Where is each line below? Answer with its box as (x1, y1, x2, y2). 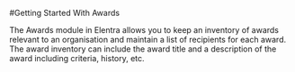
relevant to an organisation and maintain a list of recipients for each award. (9, 35, 287, 44)
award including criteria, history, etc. (9, 53, 146, 63)
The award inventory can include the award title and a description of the (9, 44, 277, 54)
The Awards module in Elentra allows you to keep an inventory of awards (9, 25, 280, 35)
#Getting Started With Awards (9, 8, 120, 18)
